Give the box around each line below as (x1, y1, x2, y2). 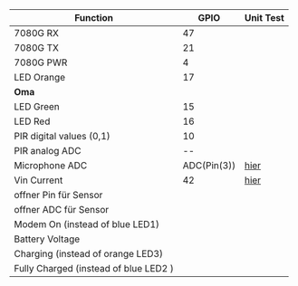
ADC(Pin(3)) (182, 159, 236, 171)
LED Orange (14, 71, 66, 83)
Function (73, 12, 114, 24)
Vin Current (14, 174, 63, 186)
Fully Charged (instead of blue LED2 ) (14, 262, 174, 274)
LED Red (14, 115, 51, 128)
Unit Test (244, 12, 285, 24)
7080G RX (14, 27, 59, 39)
